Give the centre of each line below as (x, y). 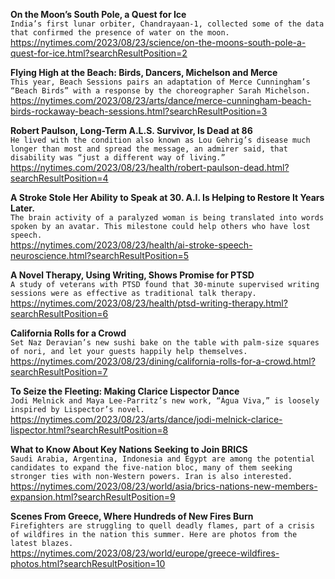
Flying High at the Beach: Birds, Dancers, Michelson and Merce (144, 72)
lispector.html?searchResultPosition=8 (89, 430)
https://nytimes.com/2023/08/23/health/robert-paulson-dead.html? (150, 167)
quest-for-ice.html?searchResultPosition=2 (99, 53)
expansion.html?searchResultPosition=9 (93, 497)
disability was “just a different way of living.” (118, 158)
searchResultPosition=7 (59, 372)
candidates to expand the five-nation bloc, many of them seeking (151, 468)
